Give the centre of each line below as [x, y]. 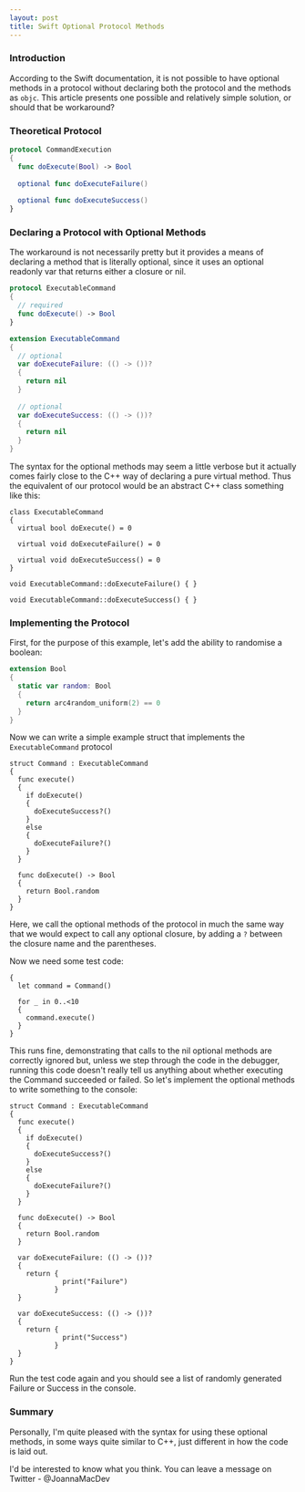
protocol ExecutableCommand [63, 288]
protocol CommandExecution [61, 150]
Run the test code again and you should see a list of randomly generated [146, 1379]
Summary [32, 1412]
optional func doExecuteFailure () [83, 183]
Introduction [37, 58]
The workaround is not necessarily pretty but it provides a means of [137, 253]
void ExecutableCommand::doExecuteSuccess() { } [103, 600]
